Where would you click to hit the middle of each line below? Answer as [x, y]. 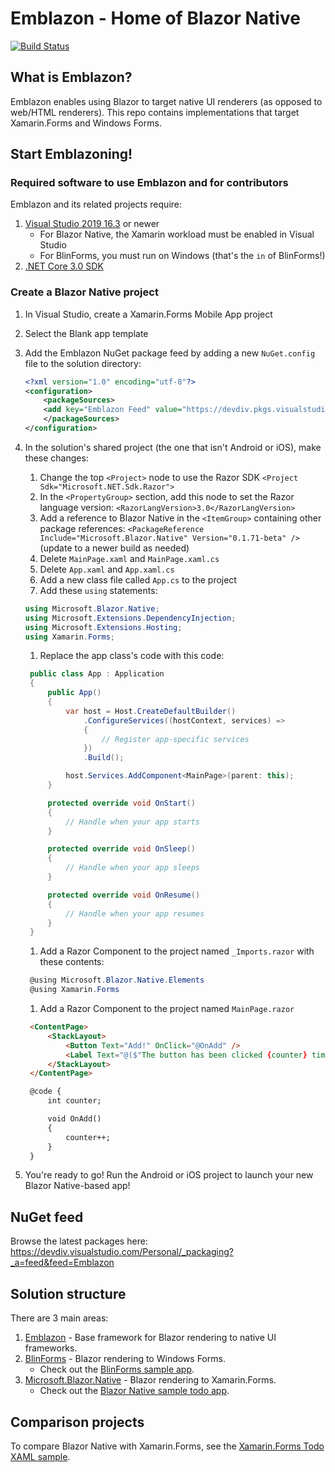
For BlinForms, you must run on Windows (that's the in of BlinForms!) [182, 256]
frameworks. [51, 1348]
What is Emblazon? [71, 77]
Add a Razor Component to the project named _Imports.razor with [177, 951]
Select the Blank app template [86, 333]
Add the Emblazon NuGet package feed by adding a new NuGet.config [170, 353]
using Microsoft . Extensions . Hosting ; [103, 627]
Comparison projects [77, 1422]
